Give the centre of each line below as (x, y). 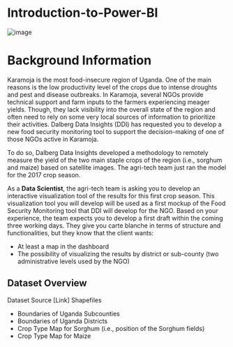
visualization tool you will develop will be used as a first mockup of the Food (116, 203)
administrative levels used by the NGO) (74, 261)
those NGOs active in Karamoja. (53, 139)
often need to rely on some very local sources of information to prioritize (112, 117)
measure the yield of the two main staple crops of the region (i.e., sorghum (115, 160)
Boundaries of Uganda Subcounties (68, 313)
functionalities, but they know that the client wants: (81, 232)
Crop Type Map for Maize (54, 336)
